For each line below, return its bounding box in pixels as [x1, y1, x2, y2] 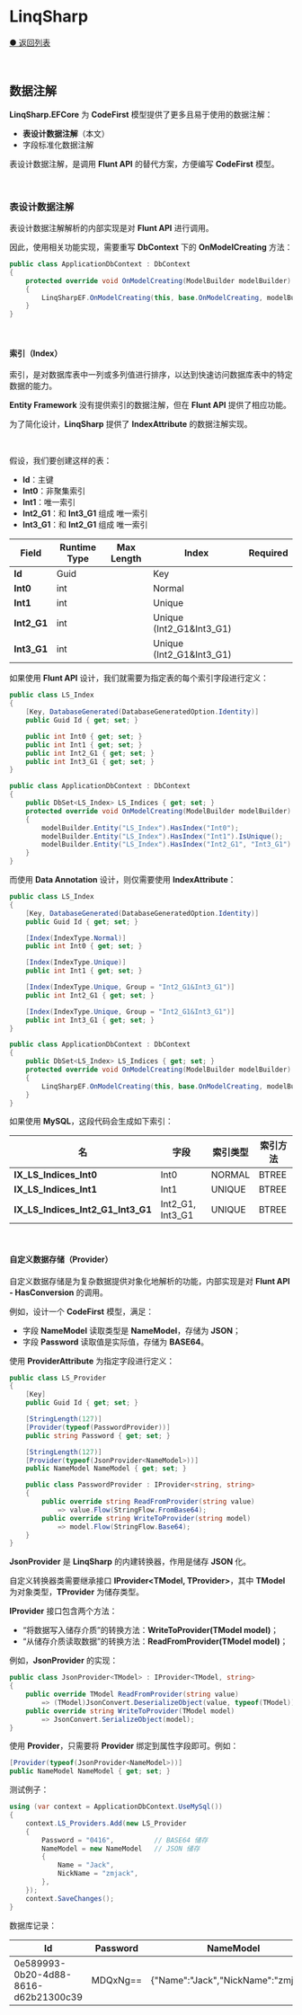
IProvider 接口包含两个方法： [9, 1606, 118, 1617]
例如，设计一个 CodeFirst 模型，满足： [9, 1306, 155, 1317]
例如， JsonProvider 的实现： [9, 1655, 119, 1666]
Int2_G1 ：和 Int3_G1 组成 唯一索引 [22, 508, 148, 519]
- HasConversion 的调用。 [9, 1287, 108, 1298]
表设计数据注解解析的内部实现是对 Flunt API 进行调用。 [9, 223, 214, 234]
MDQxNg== [91, 1974, 142, 1986]
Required [248, 546, 289, 559]
